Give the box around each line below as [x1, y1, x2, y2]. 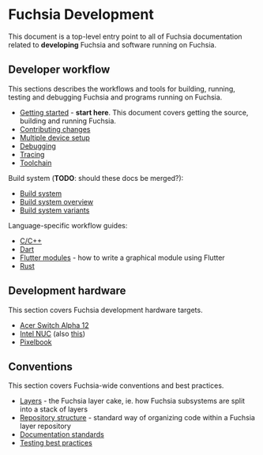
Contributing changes [19, 124, 91, 133]
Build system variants [19, 205, 90, 215]
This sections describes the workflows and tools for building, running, [8, 84, 235, 93]
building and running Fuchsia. [19, 116, 117, 126]
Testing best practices [19, 438, 92, 448]
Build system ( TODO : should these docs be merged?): [8, 173, 184, 182]
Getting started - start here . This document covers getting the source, [19, 107, 249, 117]
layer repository [19, 421, 71, 431]
